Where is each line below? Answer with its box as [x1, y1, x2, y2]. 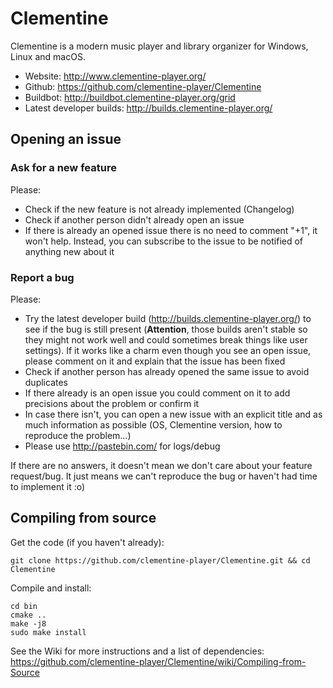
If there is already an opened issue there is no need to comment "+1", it [24, 224, 318, 236]
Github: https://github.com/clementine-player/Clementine [24, 80, 262, 92]
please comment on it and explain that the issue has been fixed [24, 355, 286, 367]
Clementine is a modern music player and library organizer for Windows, [10, 40, 309, 52]
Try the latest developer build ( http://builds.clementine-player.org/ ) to [24, 312, 312, 324]
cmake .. [10, 610, 47, 620]
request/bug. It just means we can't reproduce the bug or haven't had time [10, 470, 318, 482]
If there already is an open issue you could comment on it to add [24, 387, 291, 399]
